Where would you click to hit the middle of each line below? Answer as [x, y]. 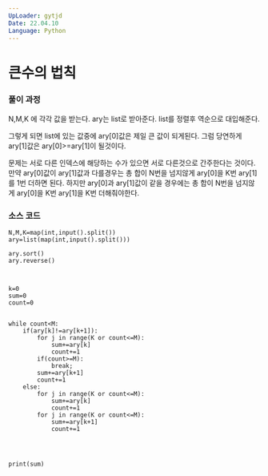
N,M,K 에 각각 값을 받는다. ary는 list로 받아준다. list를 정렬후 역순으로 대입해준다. [134, 119]
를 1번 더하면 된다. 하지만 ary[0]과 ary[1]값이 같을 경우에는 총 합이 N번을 [121, 183]
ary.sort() [26, 254]
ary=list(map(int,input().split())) [69, 240]
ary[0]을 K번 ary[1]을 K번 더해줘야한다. [78, 192]
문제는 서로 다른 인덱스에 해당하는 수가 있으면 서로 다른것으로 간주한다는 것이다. [132, 163]
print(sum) [26, 464]
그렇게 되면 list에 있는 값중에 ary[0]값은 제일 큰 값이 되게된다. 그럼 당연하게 [125, 135]
